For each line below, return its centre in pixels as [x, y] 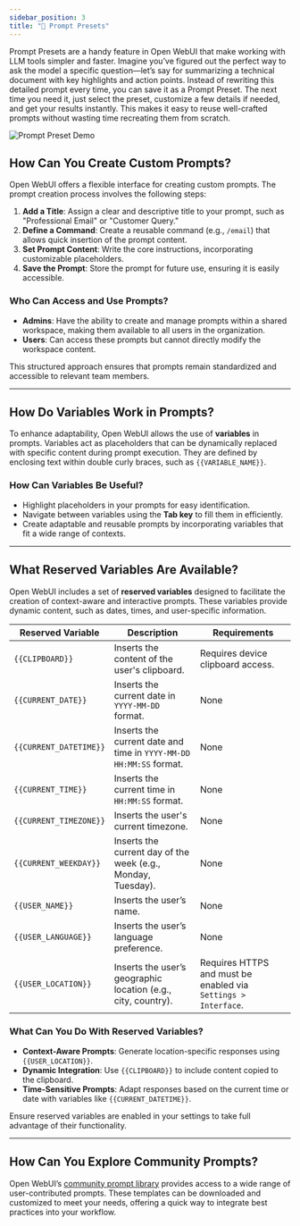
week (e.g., [137, 863]
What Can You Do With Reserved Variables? [106, 1031]
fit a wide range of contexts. [74, 533]
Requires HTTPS [234, 962]
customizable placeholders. [73, 259]
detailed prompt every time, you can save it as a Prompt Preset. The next [143, 89]
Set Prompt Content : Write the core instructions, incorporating [137, 249]
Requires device [233, 653]
